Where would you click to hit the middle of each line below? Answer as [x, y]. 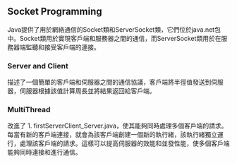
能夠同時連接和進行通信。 [44, 152]
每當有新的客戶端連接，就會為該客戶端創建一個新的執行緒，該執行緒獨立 [112, 135]
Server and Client [38, 66]
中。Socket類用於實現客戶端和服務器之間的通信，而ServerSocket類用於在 [114, 38]
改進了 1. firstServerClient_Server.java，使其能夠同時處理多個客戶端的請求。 [117, 126]
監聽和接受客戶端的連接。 [63, 47]
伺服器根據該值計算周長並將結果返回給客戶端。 [87, 91]
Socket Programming [55, 12]
